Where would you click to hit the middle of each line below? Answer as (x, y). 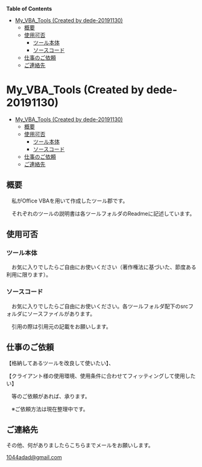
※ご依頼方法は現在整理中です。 (50, 409)
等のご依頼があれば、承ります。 (51, 396)
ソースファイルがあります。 (61, 313)
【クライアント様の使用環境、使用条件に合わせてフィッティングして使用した (101, 375)
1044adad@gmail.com (34, 457)
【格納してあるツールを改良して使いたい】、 (60, 363)
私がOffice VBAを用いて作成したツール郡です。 (70, 201)
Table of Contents (29, 9)
